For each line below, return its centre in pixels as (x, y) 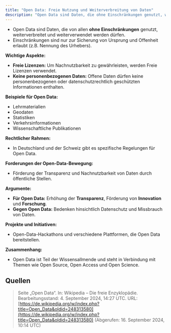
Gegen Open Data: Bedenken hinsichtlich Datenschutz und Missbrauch (88, 209)
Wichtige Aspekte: (25, 55)
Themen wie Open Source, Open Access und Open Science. (76, 265)
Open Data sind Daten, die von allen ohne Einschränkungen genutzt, (85, 29)
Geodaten (23, 112)
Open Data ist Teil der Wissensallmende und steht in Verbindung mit (84, 259)
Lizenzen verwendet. (35, 71)
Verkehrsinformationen (37, 123)
